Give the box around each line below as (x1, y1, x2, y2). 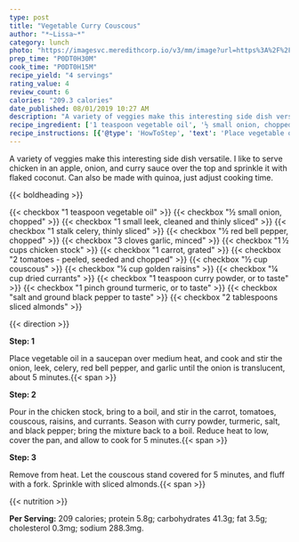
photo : (9, 46, 34, 55)
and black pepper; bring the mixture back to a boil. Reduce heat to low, (9, 425, 270, 436)
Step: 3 (9, 451, 37, 463)
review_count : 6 (9, 87, 69, 96)
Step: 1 (9, 336, 36, 346)
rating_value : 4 (9, 79, 69, 88)
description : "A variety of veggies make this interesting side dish (9, 112, 273, 121)
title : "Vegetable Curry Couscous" (9, 21, 141, 30)
